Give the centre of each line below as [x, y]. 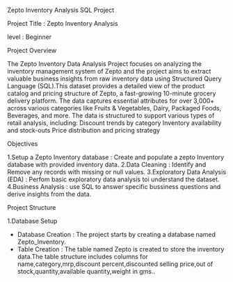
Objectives [23, 144]
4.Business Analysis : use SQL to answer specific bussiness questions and [114, 186]
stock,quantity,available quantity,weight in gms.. [86, 271]
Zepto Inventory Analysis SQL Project [61, 10]
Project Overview [32, 50]
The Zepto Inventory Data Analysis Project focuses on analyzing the [104, 64]
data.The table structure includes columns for [82, 257]
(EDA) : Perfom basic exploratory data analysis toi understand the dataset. [113, 179]
